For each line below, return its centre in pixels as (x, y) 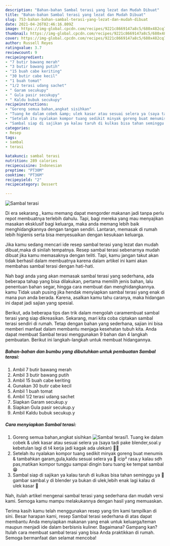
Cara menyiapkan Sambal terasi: (41, 424)
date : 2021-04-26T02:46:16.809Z (39, 24)
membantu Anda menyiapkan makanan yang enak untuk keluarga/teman (81, 522)
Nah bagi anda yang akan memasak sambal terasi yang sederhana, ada (80, 276)
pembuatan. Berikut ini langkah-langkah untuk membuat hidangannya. (78, 340)
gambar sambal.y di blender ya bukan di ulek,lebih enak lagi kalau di (84, 480)
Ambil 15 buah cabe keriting (41, 380)
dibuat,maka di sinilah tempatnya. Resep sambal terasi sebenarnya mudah (83, 250)
